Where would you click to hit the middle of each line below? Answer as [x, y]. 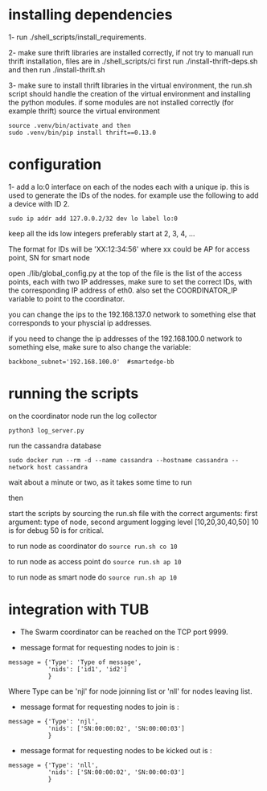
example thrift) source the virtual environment [84, 111]
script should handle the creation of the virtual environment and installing [129, 93]
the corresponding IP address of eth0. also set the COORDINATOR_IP [123, 290]
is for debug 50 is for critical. [56, 530]
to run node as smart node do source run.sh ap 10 [92, 577]
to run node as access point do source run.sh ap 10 [95, 561]
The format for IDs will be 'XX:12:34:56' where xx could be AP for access [129, 249]
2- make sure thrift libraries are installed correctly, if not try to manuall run [131, 52]
